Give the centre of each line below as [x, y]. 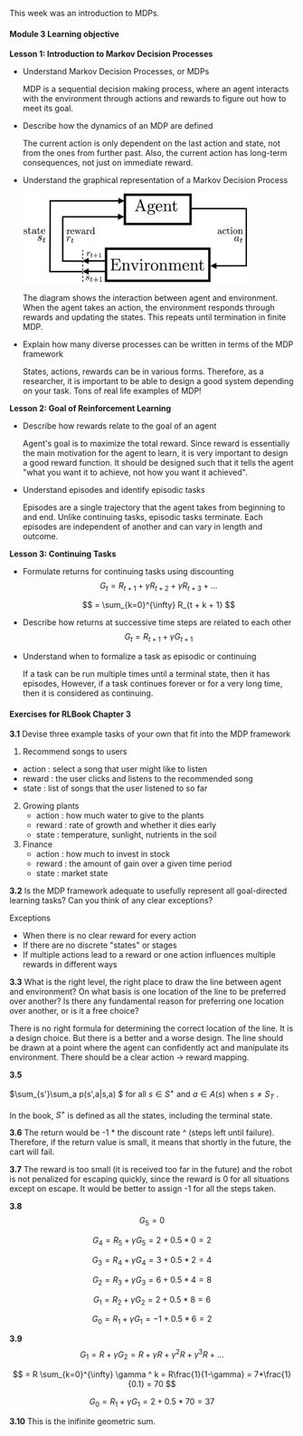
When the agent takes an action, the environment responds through [149, 307]
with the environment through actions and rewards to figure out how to [154, 99]
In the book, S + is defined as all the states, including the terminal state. [141, 1114]
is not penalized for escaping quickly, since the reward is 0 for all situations [149, 1179]
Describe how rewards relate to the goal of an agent [119, 426]
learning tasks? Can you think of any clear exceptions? [111, 901]
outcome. [40, 536]
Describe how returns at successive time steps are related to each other [157, 622]
